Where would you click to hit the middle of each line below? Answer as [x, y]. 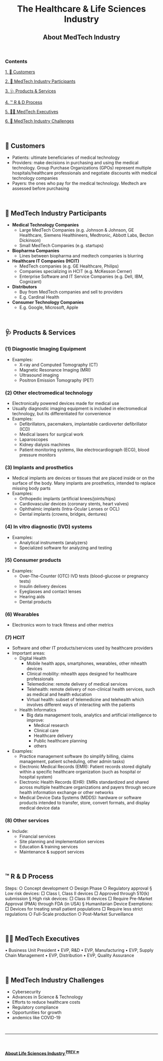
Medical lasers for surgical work [51, 434]
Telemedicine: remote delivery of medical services [77, 684]
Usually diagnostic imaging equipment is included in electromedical [79, 408]
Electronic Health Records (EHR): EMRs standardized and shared [84, 782]
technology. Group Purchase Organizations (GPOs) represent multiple [82, 168]
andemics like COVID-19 [36, 1018]
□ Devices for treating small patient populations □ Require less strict [74, 909]
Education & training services [49, 846]
